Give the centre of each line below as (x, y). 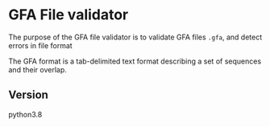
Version (28, 95)
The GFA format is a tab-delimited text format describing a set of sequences (135, 61)
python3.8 (25, 114)
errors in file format (40, 45)
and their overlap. (37, 69)
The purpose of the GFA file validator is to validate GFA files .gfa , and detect (135, 37)
